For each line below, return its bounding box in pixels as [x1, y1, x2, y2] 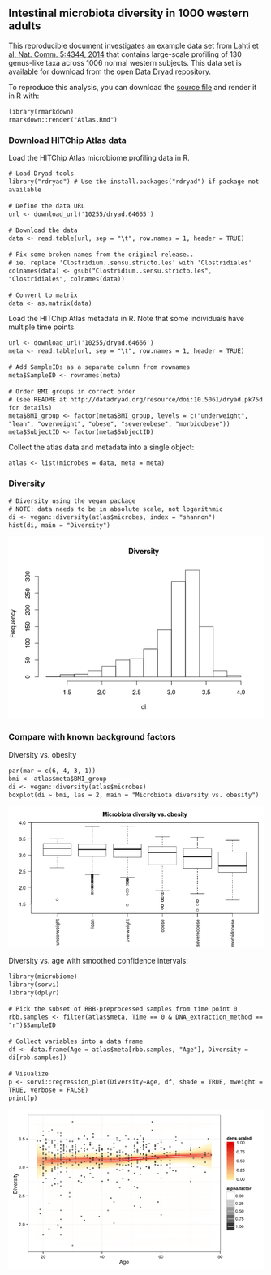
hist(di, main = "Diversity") [8, 522, 111, 530]
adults [8, 19, 41, 33]
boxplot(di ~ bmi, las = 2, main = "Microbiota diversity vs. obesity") [8, 791, 260, 799]
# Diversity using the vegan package [8, 497, 136, 505]
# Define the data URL [8, 202, 85, 210]
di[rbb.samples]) [8, 1054, 67, 1062]
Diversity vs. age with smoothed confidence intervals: [8, 955, 188, 965]
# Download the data [8, 226, 79, 234]
